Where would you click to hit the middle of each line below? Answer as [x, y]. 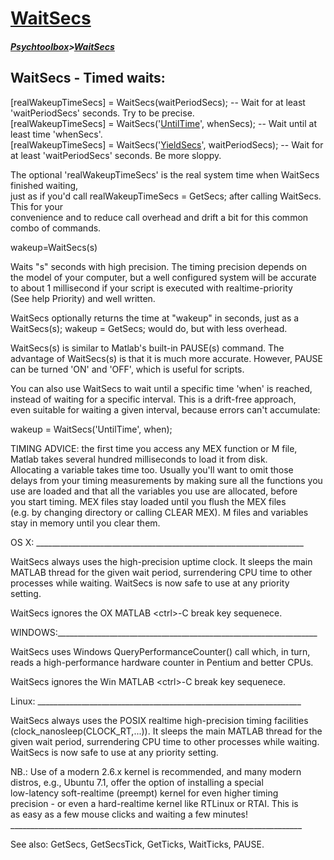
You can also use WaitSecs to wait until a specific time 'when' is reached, [161, 388]
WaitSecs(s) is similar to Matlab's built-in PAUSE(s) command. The [147, 348]
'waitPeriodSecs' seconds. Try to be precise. [102, 113]
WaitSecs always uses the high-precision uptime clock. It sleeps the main [161, 561]
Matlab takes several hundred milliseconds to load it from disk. [139, 459]
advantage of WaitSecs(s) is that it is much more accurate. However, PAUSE [166, 358]
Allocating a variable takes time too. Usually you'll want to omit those [152, 469]
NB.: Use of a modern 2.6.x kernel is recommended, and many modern [156, 771]
